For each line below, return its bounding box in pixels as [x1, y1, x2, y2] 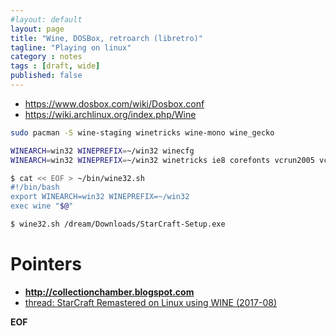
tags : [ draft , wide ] [10, 61, 101, 71]
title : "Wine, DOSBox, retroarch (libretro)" [10, 33, 203, 43]
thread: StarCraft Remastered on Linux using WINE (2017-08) [24, 296, 278, 308]
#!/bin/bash [10, 182, 60, 193]
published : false [10, 71, 83, 81]
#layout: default [10, 14, 83, 25]
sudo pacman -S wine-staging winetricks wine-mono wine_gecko [10, 127, 275, 138]
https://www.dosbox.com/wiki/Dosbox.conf [24, 97, 205, 110]
